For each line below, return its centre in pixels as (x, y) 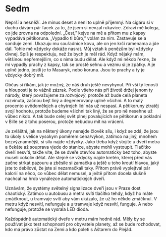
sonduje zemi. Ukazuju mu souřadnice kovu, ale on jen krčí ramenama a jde (82, 43)
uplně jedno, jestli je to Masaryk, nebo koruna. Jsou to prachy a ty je (75, 69)
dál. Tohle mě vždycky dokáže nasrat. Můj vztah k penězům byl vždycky (79, 49)
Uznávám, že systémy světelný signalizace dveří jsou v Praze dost (73, 188)
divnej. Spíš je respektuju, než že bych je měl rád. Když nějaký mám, (75, 54)
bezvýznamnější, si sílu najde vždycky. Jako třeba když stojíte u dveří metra (83, 141)
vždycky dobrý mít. (25, 75)
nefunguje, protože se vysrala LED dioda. (47, 209)
